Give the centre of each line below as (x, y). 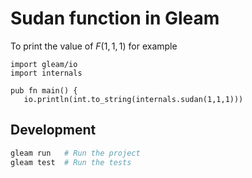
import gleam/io (44, 64)
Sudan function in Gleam (115, 18)
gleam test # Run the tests (71, 162)
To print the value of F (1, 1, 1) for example (94, 46)
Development (53, 130)
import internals (46, 73)
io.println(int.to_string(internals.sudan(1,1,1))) (133, 99)
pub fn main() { (44, 90)
